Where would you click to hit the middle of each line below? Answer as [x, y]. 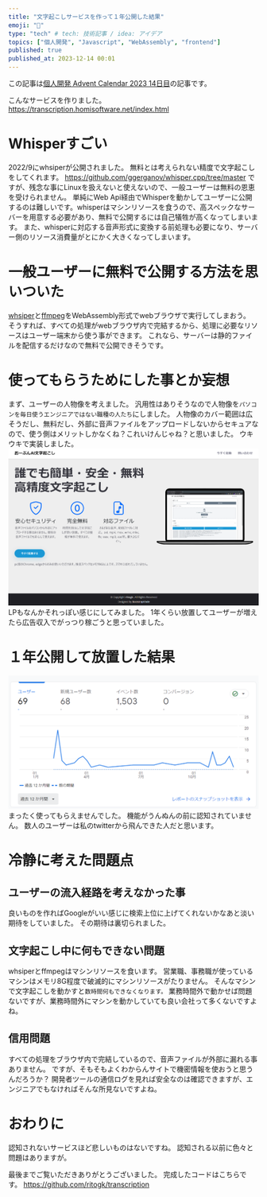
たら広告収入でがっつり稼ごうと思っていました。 [88, 622]
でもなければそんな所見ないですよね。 [98, 1089]
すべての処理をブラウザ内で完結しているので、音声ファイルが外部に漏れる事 [133, 1059]
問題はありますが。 [40, 1157]
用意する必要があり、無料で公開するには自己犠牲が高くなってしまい [140, 217]
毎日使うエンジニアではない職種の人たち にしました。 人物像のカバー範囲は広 [136, 414]
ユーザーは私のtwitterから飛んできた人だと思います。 [132, 826]
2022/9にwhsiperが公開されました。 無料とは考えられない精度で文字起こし [132, 167]
